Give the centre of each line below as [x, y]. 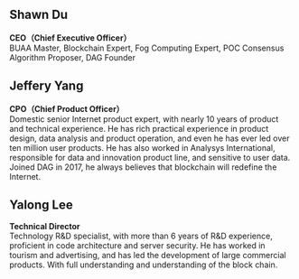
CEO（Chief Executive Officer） [70, 37]
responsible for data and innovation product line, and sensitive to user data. [150, 157]
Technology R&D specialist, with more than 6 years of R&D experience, [141, 236]
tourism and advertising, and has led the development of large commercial [148, 256]
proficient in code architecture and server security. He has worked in [137, 246]
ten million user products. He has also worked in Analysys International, [142, 147]
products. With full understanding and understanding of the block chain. [144, 265]
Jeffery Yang [47, 86]
